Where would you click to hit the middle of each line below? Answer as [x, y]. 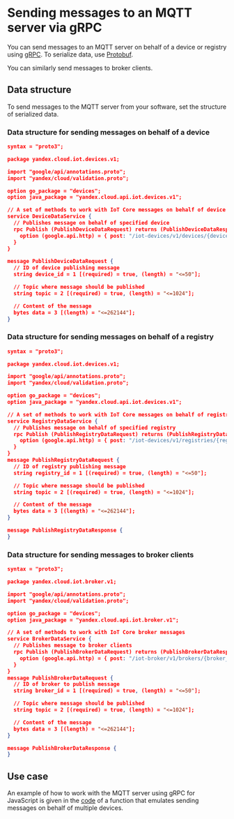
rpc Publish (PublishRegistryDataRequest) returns [88, 434]
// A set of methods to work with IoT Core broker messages [96, 633]
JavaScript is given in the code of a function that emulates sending [103, 801]
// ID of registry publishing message [70, 466]
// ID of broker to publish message [67, 684]
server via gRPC [55, 28]
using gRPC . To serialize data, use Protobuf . [70, 54]
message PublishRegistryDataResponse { [65, 531]
